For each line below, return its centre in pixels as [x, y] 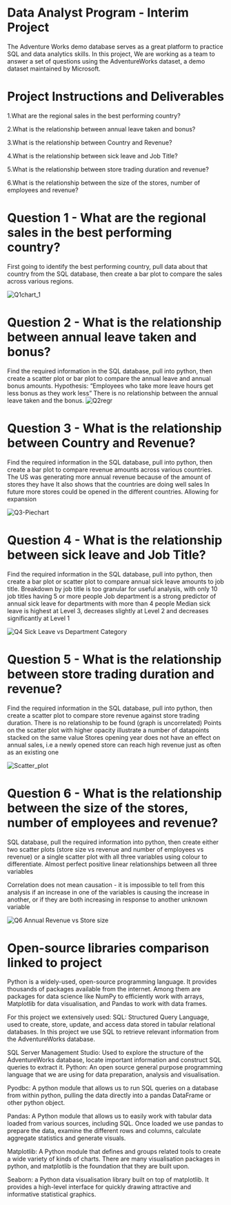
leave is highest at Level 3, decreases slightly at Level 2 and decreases [108, 610]
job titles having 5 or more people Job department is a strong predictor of [112, 596]
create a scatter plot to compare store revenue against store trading [103, 715]
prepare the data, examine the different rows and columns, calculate [104, 1131]
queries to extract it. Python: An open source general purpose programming [115, 1067]
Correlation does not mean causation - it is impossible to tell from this [106, 885]
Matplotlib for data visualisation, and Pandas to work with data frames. [107, 1004]
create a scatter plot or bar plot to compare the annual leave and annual [109, 378]
